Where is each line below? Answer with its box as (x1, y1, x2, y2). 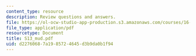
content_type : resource (6, 8, 64, 15)
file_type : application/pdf (6, 24, 75, 31)
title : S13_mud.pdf (6, 36, 54, 41)
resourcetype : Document (6, 30, 64, 36)
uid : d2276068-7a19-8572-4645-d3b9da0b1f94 (6, 41, 114, 47)
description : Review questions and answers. (6, 14, 116, 20)
